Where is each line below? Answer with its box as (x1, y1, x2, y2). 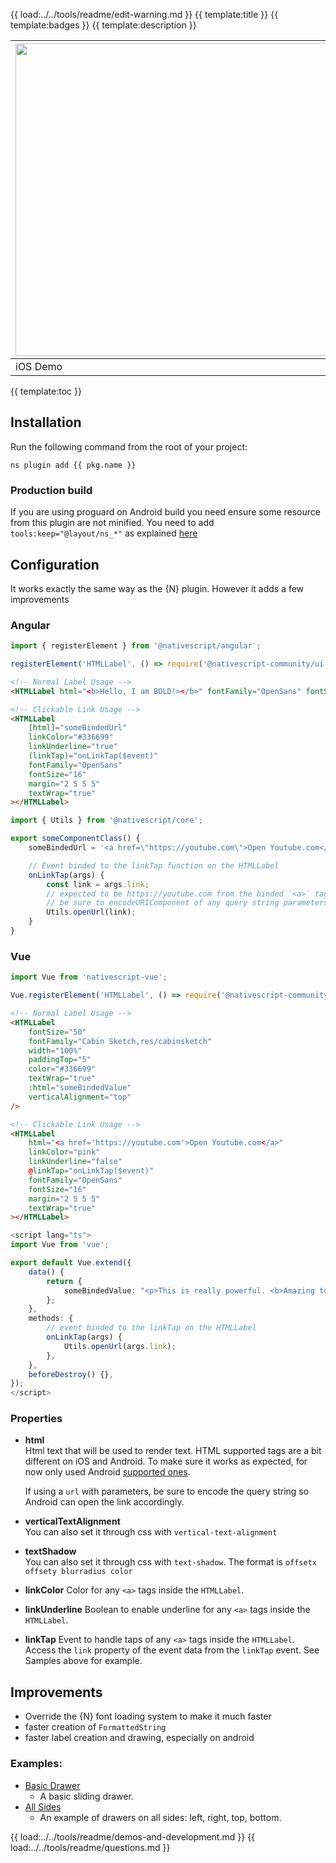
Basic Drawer (24, 1779, 81, 1791)
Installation (10, 414, 82, 431)
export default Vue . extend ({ (10, 1258, 132, 1268)
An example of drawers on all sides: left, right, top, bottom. (39, 1811, 282, 1823)
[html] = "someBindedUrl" (28, 723, 128, 733)
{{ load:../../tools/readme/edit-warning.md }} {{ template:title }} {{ (10, 9, 279, 20)
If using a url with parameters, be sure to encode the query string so (24, 1485, 310, 1498)
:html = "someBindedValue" (28, 1083, 132, 1093)
